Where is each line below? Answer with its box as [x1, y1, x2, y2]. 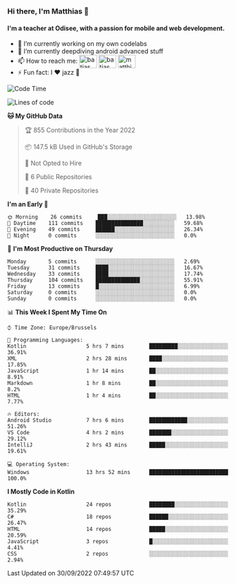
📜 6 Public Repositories [24, 173, 92, 181]
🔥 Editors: [7, 410, 40, 418]
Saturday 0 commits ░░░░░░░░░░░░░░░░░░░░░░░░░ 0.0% [7, 289, 197, 296]
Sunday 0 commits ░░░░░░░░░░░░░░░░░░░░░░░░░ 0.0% [7, 296, 197, 303]
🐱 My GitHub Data [7, 112, 63, 121]
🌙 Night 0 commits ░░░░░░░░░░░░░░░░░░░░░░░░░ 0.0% [7, 232, 197, 239]
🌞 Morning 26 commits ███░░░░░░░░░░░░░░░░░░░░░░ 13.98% [7, 214, 206, 221]
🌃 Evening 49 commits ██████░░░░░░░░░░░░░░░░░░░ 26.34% [7, 226, 203, 233]
